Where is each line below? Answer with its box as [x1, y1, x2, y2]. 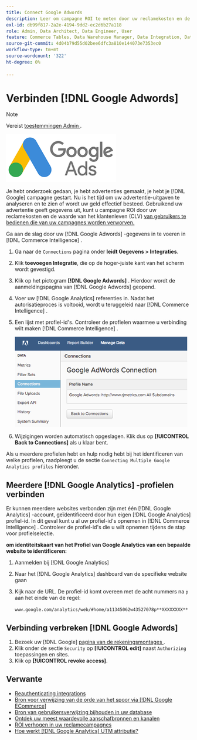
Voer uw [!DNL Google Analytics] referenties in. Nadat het [14, 295, 154, 302]
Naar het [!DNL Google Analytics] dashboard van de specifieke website [14, 570, 188, 578]
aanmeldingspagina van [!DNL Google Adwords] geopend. [14, 283, 156, 291]
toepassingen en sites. [14, 651, 69, 658]
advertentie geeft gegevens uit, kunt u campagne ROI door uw [6, 207, 157, 214]
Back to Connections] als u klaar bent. [14, 439, 108, 446]
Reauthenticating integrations [14, 689, 86, 697]
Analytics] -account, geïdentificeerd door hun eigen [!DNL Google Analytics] [6, 511, 191, 518]
